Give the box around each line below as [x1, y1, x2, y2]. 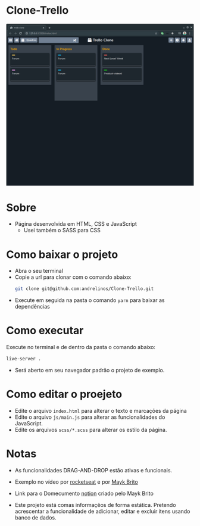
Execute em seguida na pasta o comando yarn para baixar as [14, 297, 165, 304]
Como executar [6, 324, 84, 337]
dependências [14, 303, 51, 310]
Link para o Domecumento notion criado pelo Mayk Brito [14, 490, 154, 497]
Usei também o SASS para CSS [23, 227, 101, 234]
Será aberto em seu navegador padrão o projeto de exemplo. [14, 367, 165, 374]
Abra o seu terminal [14, 267, 64, 275]
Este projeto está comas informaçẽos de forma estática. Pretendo [14, 501, 177, 508]
